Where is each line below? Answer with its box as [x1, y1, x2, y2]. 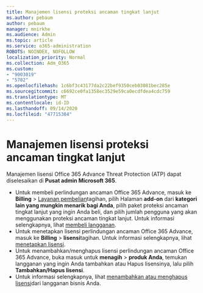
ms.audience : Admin [6, 32, 56, 38]
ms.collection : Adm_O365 [6, 60, 69, 66]
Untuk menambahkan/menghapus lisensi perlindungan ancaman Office [15, 247, 194, 255]
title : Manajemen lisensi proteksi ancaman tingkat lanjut [6, 9, 160, 15]
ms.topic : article [6, 37, 53, 43]
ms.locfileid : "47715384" [6, 111, 72, 117]
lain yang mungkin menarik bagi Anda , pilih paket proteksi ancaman [15, 202, 189, 209]
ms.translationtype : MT [6, 94, 67, 100]
